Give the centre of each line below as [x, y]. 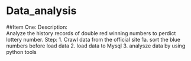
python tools [21, 52]
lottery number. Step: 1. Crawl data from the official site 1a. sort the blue [93, 39]
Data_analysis [41, 11]
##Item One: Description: [37, 27]
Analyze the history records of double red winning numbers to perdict [91, 33]
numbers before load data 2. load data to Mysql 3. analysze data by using [96, 46]
